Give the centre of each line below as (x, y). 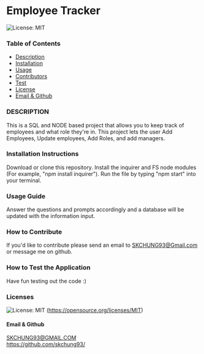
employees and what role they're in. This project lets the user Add (89, 132)
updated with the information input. (51, 216)
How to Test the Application (48, 268)
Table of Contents (34, 43)
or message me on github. (40, 252)
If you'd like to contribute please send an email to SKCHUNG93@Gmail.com (102, 245)
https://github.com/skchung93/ (46, 344)
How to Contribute (34, 232)
